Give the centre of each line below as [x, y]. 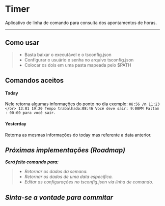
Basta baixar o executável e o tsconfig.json [68, 55]
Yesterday [16, 123]
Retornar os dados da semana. [56, 172]
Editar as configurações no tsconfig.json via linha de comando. [89, 182]
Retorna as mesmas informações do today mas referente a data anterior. [78, 135]
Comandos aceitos [34, 80]
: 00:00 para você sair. [30, 113]
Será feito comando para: [32, 162]
